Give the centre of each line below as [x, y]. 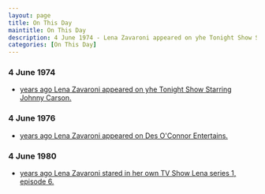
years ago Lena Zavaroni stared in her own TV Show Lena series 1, [128, 173]
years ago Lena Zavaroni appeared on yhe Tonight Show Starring [125, 90]
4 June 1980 [32, 156]
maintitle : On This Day [47, 30]
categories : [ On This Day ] [52, 45]
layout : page [30, 15]
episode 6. [37, 181]
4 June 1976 [32, 118]
